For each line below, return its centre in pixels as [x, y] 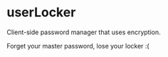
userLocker [41, 12]
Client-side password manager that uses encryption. [84, 32]
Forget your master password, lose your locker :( [78, 46]
